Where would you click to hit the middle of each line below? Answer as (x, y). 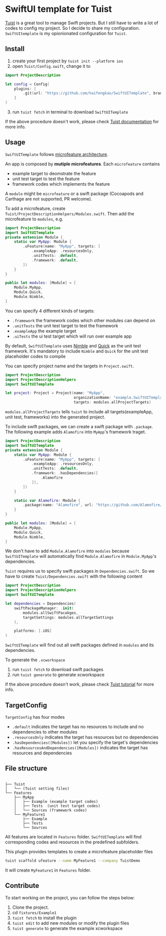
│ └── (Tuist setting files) (37, 788)
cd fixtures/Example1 (34, 912)
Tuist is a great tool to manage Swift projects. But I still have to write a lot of (82, 23)
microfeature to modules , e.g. (34, 219)
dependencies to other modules (45, 732)
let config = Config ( (27, 84)
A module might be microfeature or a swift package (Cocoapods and (74, 194)
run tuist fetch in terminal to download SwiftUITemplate (70, 112)
